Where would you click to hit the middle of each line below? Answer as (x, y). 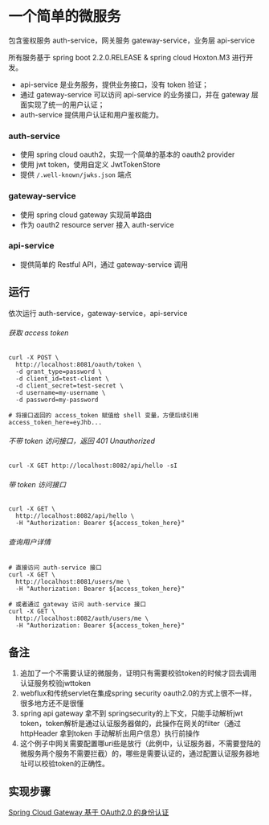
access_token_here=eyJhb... (55, 422)
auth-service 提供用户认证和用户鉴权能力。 (91, 114)
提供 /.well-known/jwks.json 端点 (76, 174)
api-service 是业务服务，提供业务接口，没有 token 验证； (114, 84)
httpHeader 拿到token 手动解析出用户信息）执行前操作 (110, 733)
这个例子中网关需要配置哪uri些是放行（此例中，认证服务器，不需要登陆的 (140, 744)
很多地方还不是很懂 (52, 704)
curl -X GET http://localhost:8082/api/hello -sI (93, 466)
